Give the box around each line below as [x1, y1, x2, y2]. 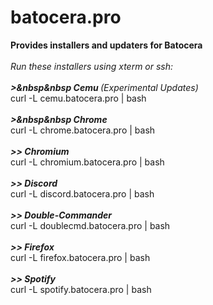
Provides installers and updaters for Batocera [10, 39, 203, 51]
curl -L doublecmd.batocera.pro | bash [10, 219, 171, 231]
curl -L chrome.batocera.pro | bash [10, 124, 156, 136]
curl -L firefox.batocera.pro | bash [10, 251, 151, 263]
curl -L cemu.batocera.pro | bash [10, 92, 147, 104]
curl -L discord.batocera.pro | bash [10, 187, 155, 200]
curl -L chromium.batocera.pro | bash [10, 156, 165, 168]
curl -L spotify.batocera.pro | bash [10, 283, 152, 295]
